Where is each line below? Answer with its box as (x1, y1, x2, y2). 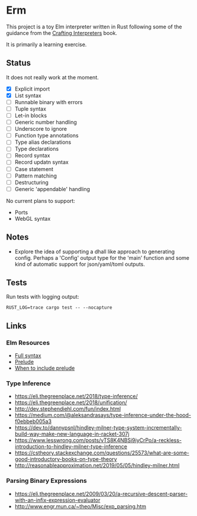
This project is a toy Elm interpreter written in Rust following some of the (6, 23, 182, 30)
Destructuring (14, 179, 49, 186)
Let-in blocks (14, 112, 47, 119)
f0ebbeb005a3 (14, 418, 52, 425)
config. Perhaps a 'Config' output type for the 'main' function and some (14, 254, 189, 261)
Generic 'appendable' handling (14, 185, 91, 192)
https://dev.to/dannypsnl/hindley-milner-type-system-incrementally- (14, 424, 182, 431)
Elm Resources (6, 338, 50, 347)
